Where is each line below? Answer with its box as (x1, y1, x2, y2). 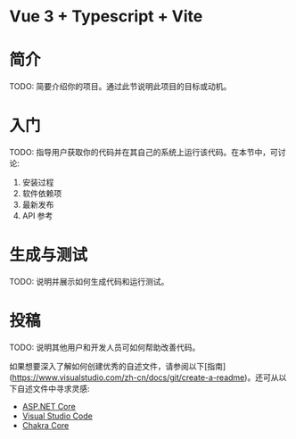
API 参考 (21, 211, 53, 221)
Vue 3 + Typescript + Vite (9, 6, 203, 27)
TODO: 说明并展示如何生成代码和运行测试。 (9, 277, 169, 286)
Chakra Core (21, 419, 70, 430)
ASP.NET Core (21, 401, 76, 411)
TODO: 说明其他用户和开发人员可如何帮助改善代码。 (9, 342, 201, 352)
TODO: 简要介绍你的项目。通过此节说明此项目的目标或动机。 (9, 81, 232, 92)
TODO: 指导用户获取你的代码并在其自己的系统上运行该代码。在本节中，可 (9, 147, 279, 158)
